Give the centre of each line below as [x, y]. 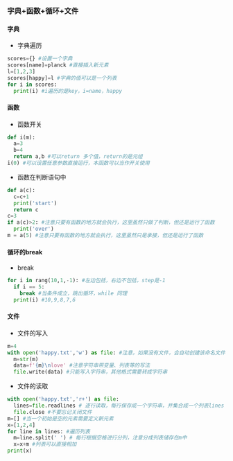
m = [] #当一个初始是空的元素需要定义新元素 [61, 418]
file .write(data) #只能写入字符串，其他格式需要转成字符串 [90, 372]
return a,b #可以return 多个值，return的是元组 [78, 157]
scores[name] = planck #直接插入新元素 [58, 65]
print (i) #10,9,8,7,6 [45, 299]
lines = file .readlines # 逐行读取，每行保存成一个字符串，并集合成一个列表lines [119, 406]
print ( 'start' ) [35, 203]
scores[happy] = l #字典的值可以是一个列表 [62, 78]
